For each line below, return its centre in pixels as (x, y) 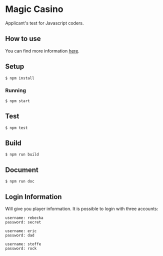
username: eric (21, 231)
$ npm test (16, 128)
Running (16, 90)
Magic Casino (34, 9)
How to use (23, 39)
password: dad (20, 235)
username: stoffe (23, 244)
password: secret (23, 222)
